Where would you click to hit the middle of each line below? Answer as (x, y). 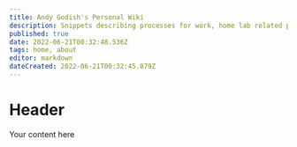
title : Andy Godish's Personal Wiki (76, 17)
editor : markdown (41, 58)
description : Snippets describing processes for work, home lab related (146, 26)
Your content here (42, 134)
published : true (39, 33)
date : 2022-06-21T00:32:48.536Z (69, 42)
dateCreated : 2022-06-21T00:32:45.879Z (83, 67)
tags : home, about (43, 50)
